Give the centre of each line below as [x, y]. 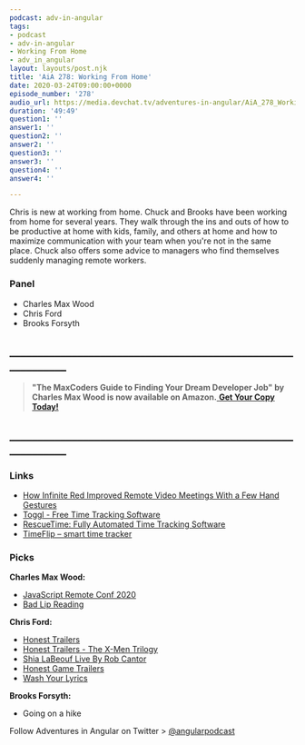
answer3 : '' [32, 161]
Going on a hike [52, 713]
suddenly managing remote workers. [78, 261]
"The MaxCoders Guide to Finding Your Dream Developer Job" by [157, 388]
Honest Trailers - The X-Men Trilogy [90, 650]
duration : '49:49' [44, 111]
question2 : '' [36, 136]
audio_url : [30, 102]
